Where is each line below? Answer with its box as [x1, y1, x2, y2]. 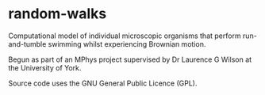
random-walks [8, 5, 107, 23]
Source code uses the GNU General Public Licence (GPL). [8, 78, 198, 88]
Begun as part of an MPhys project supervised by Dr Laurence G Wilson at [8, 55, 252, 64]
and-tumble [8, 39, 47, 48]
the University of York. [8, 63, 82, 72]
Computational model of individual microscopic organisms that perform [8, 31, 241, 40]
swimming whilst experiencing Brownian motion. [48, 39, 206, 48]
